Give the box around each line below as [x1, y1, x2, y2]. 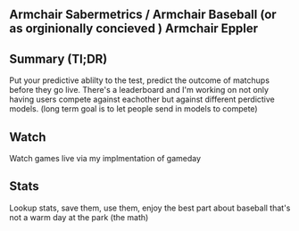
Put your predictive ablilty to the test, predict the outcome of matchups [9, 75, 270, 86]
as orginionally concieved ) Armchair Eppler [9, 21, 259, 37]
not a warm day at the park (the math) [9, 211, 149, 222]
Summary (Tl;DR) [9, 51, 108, 66]
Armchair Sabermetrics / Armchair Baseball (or [9, 7, 277, 22]
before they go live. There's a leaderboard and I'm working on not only [9, 85, 270, 95]
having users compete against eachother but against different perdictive [9, 94, 275, 105]
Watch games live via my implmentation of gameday [9, 153, 202, 164]
